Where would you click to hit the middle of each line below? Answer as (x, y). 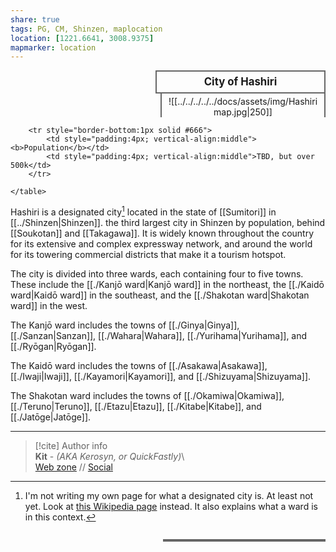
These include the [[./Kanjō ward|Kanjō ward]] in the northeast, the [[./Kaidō (167, 285)
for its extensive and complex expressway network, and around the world (161, 244)
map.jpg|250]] (243, 112)
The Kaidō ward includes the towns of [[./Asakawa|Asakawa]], (139, 366)
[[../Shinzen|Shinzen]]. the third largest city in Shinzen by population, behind (168, 223)
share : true (35, 19)
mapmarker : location (53, 47)
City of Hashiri (240, 82)
